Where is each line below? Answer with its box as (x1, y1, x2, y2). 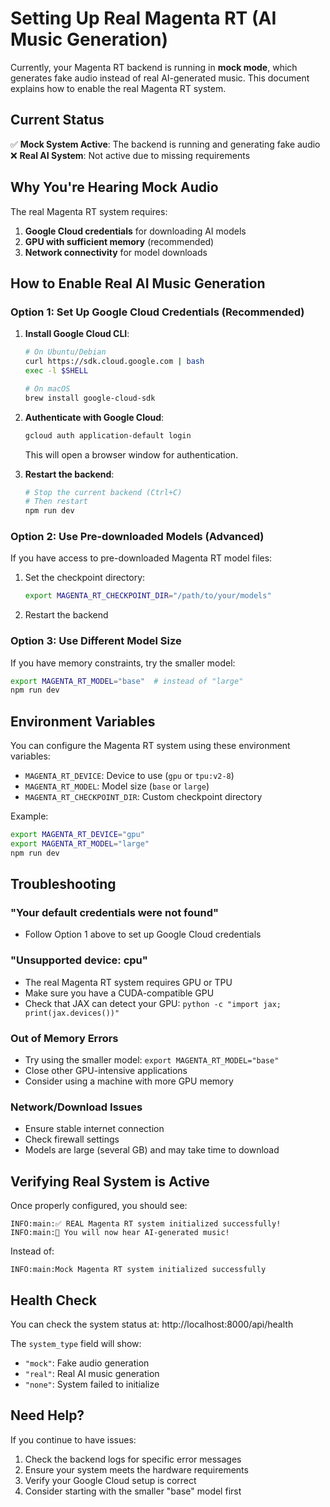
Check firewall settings (24, 1133, 120, 1146)
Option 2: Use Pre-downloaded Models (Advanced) (10, 530, 265, 544)
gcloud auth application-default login (24, 430, 192, 441)
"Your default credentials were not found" (10, 906, 219, 920)
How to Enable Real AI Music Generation (10, 275, 266, 292)
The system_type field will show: (10, 1337, 142, 1349)
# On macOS (24, 383, 71, 394)
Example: (10, 810, 49, 822)
